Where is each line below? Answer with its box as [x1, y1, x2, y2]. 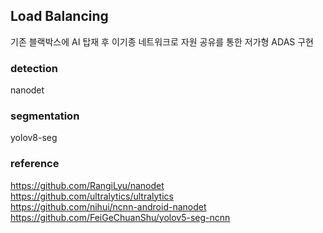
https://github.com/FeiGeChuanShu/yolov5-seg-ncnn [10, 211, 231, 223]
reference [10, 157, 60, 171]
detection [10, 61, 58, 75]
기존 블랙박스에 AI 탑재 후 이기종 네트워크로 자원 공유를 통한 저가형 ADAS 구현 [10, 35, 314, 48]
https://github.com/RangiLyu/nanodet [10, 179, 165, 191]
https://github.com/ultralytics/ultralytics [10, 190, 174, 202]
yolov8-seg [10, 132, 58, 144]
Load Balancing [10, 8, 109, 25]
